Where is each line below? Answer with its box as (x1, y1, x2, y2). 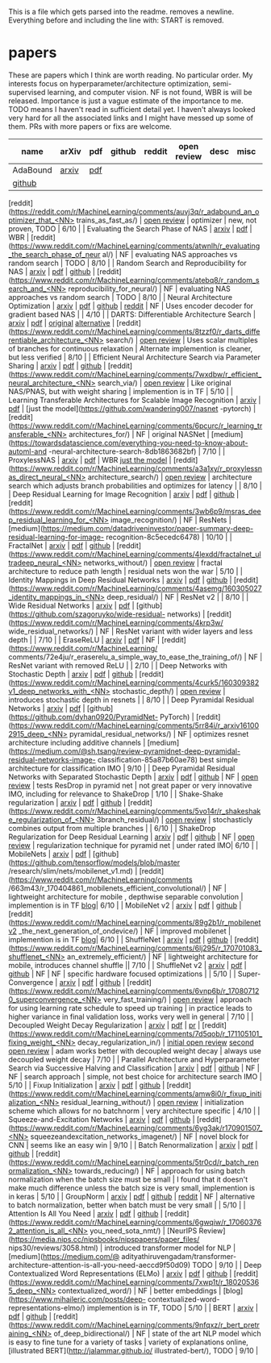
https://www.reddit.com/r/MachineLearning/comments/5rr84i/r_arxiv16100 (10, 721, 260, 730)
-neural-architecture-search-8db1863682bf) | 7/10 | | (48, 447, 226, 456)
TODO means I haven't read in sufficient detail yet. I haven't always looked (8, 104, 256, 114)
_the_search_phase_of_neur (8, 249, 101, 259)
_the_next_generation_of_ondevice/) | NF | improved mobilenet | (19, 926, 231, 936)
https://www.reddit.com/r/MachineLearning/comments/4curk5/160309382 (10, 677, 260, 688)
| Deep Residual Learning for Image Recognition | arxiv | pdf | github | (8, 489, 240, 499)
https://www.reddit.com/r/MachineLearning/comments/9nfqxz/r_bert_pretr (10, 1319, 260, 1329)
